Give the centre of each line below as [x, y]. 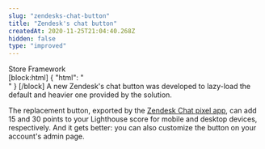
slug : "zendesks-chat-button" [59, 16]
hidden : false [32, 38]
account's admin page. [46, 136]
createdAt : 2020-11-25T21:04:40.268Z [72, 31]
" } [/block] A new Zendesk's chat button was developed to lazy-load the [130, 87]
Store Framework [37, 69]
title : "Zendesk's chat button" [63, 23]
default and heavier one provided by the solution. [90, 95]
